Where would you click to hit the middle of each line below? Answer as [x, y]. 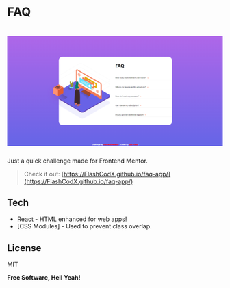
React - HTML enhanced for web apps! [72, 219]
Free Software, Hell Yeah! [44, 278]
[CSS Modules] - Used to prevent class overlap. [84, 226]
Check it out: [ [44, 174]
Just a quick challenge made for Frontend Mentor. [78, 161]
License [24, 248]
